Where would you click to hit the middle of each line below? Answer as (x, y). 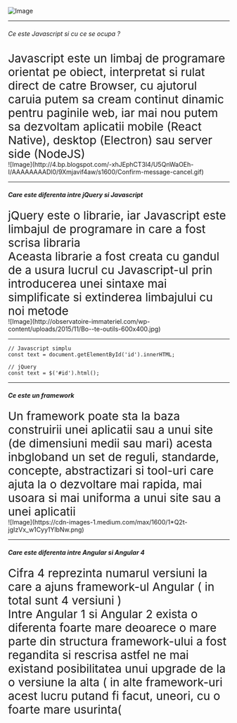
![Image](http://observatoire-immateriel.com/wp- (79, 322)
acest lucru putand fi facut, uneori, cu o (114, 696)
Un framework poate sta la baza (94, 416)
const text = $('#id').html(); (54, 373)
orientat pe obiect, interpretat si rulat (107, 72)
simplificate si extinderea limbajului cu (110, 297)
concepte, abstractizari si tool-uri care (111, 471)
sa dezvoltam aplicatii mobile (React (105, 127)
